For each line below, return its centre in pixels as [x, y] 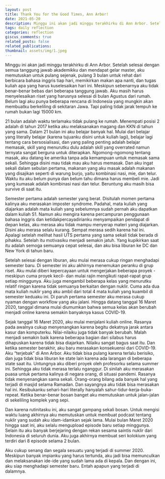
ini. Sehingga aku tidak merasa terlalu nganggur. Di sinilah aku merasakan [80, 369]
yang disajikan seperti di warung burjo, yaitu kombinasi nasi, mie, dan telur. [81, 173]
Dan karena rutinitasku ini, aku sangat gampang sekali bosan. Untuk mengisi [82, 409]
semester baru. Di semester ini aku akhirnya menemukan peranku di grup [79, 265]
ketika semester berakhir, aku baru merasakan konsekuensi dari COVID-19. [81, 348]
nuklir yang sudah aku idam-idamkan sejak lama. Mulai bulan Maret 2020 [79, 420]
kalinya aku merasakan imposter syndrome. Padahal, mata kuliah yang [76, 204]
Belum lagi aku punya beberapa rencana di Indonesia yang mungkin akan [79, 101]
